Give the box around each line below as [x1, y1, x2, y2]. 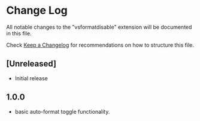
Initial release [14, 74, 48, 81]
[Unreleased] [6, 59, 57, 69]
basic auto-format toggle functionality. [14, 108, 110, 115]
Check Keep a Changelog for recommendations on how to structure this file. [6, 41, 195, 49]
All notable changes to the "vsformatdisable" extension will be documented [6, 23, 192, 31]
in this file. [6, 29, 32, 37]
